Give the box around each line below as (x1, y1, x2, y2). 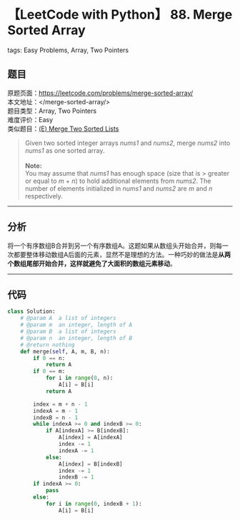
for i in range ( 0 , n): (45, 374, 114, 382)
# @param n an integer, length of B (20, 334, 133, 341)
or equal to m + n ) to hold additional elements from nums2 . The (24, 176, 211, 185)
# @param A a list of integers (20, 315, 116, 322)
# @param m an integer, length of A (20, 321, 133, 329)
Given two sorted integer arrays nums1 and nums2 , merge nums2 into (24, 139, 231, 147)
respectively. (24, 191, 63, 200)
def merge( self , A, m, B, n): (20, 348, 111, 355)
